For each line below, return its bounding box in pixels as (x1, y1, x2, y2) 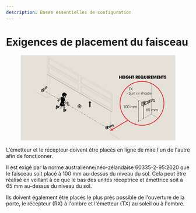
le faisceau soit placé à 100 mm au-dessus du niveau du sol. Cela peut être (6, 170, 187, 177)
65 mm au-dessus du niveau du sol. (6, 182, 92, 190)
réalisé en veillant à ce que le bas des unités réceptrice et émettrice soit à (6, 176, 183, 183)
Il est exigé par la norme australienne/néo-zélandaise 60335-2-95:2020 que (6, 164, 190, 171)
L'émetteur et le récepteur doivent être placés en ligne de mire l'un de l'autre (6, 146, 191, 153)
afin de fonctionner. (6, 152, 54, 159)
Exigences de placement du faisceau (6, 35, 188, 49)
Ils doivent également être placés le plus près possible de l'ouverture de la (6, 194, 185, 201)
